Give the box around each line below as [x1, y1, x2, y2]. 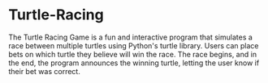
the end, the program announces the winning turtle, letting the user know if [8, 58, 260, 68]
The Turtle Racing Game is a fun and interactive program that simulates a [8, 32, 253, 42]
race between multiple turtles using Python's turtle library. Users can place [8, 40, 259, 50]
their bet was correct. [8, 66, 81, 76]
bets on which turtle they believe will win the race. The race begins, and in [8, 49, 257, 59]
